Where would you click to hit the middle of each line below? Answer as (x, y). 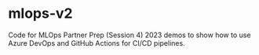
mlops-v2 (40, 14)
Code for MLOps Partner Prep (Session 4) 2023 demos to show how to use (129, 35)
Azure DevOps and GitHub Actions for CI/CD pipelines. (97, 43)
